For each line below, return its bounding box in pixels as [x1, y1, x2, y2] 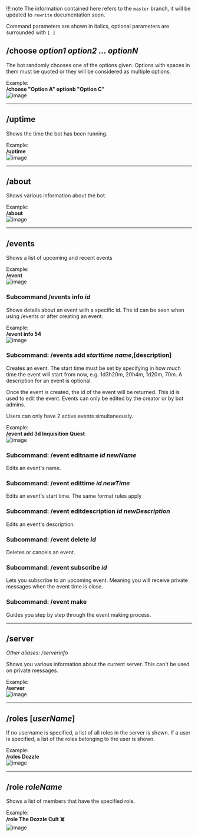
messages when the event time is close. [6, 583, 104, 590]
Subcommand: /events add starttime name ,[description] [6, 351, 172, 359]
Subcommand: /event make [6, 598, 87, 606]
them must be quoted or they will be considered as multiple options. [6, 68, 171, 75]
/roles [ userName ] [6, 713, 75, 723]
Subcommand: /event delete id [6, 535, 96, 544]
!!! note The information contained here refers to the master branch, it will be [6, 5, 191, 12]
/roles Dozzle [6, 753, 39, 760]
